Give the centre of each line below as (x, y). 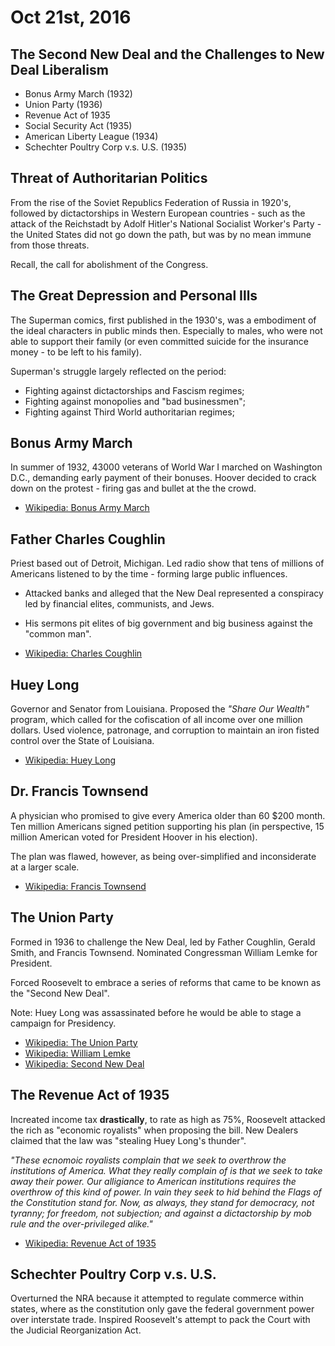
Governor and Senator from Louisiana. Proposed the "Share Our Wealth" (160, 709)
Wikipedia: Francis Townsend (85, 886)
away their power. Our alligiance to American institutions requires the (153, 1181)
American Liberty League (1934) (91, 136)
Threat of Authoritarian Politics (109, 178)
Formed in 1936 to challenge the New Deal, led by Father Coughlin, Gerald (163, 942)
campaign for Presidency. (63, 1023)
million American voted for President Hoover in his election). (134, 837)
